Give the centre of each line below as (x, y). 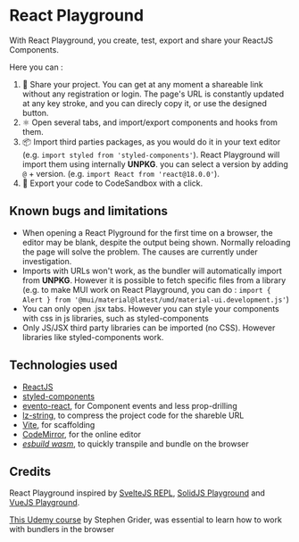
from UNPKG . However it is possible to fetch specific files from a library (154, 280)
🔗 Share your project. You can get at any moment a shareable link (142, 84)
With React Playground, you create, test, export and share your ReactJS (141, 40)
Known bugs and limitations (88, 211)
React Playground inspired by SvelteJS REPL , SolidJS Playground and (137, 493)
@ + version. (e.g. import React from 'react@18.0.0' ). (121, 173)
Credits (30, 471)
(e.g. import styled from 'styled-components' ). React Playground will (151, 154)
